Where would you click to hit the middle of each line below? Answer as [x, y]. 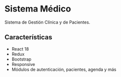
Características [28, 37]
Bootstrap [21, 59]
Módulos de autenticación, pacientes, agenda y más [64, 69]
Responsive [23, 64]
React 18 [20, 49]
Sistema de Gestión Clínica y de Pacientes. [47, 22]
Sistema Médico [38, 9]
